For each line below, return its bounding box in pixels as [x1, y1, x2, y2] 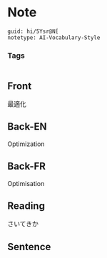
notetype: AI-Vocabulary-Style [7, 33, 101, 41]
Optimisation [7, 179, 45, 187]
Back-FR [7, 160, 46, 172]
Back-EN [7, 120, 47, 133]
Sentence [7, 240, 51, 253]
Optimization [7, 140, 45, 148]
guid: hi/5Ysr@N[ [7, 28, 59, 35]
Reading [7, 200, 45, 212]
